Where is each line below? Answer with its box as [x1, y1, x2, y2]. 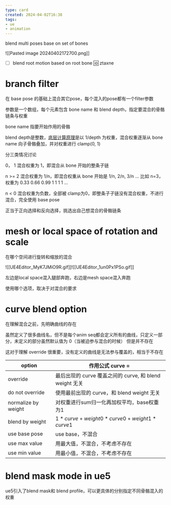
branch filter [5, 78, 59, 90]
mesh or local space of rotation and [5, 226, 158, 237]
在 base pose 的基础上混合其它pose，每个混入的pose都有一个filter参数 [5, 96, 154, 102]
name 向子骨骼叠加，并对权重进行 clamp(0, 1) [5, 141, 101, 147]
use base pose [8, 430, 43, 437]
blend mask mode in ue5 [5, 470, 111, 482]
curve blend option [5, 304, 88, 315]
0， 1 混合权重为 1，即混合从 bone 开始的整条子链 [5, 162, 109, 168]
